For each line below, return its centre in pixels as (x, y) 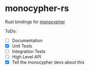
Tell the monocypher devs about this (48, 62)
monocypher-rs (37, 8)
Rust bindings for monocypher (35, 22)
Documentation (27, 40)
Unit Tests (22, 46)
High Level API (26, 57)
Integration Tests (29, 52)
